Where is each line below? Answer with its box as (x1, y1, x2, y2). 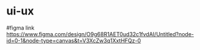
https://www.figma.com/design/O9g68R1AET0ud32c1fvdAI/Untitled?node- (6, 30, 194, 37)
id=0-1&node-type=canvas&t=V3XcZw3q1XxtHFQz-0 (6, 37, 141, 44)
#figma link (6, 24, 35, 31)
